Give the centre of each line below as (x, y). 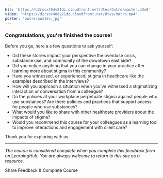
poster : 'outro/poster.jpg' (33, 18)
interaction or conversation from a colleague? (57, 91)
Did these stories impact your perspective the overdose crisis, (74, 55)
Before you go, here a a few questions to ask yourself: (59, 46)
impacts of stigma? (31, 117)
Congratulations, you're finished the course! (59, 35)
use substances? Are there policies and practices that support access (82, 102)
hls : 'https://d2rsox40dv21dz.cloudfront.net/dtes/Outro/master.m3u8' (78, 9)
